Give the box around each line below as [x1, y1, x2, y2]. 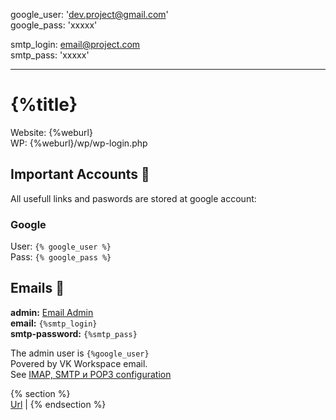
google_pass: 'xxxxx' [10, 19, 98, 31]
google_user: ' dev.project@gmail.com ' [10, 9, 169, 20]
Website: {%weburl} [10, 126, 93, 138]
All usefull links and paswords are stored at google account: [10, 192, 257, 204]
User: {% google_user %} [10, 240, 112, 253]
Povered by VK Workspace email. [10, 357, 148, 369]
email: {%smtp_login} [10, 317, 98, 329]
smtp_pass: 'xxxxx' [10, 49, 90, 61]
